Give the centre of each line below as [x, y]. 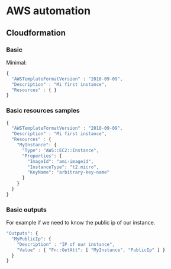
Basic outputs [27, 210]
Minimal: [17, 62]
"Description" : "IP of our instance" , [66, 244]
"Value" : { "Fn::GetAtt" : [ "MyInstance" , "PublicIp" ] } [91, 250]
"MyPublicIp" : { [31, 239]
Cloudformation [36, 33]
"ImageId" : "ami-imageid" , [61, 161]
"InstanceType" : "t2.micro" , [63, 167]
